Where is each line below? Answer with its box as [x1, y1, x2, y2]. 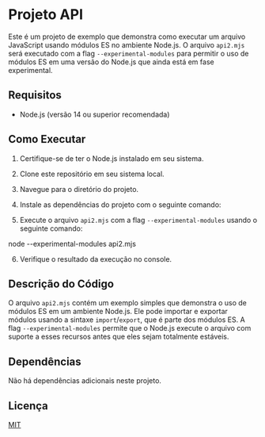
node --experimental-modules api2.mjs [8, 239, 137, 248]
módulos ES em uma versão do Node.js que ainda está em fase [8, 57, 215, 67]
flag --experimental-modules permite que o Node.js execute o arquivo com [8, 324, 252, 333]
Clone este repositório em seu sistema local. [19, 169, 165, 178]
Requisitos [8, 89, 62, 102]
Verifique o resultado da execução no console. [19, 254, 172, 263]
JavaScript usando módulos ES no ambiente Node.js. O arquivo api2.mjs [8, 40, 245, 49]
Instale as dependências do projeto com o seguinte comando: [19, 200, 221, 209]
